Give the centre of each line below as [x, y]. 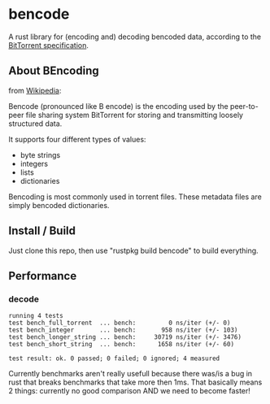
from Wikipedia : [35, 90]
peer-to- [244, 106]
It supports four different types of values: [77, 139]
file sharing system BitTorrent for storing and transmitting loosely [135, 115]
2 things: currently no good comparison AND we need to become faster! [129, 391]
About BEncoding [54, 71]
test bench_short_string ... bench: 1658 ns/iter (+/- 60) [121, 345]
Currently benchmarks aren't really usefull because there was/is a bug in [131, 374]
